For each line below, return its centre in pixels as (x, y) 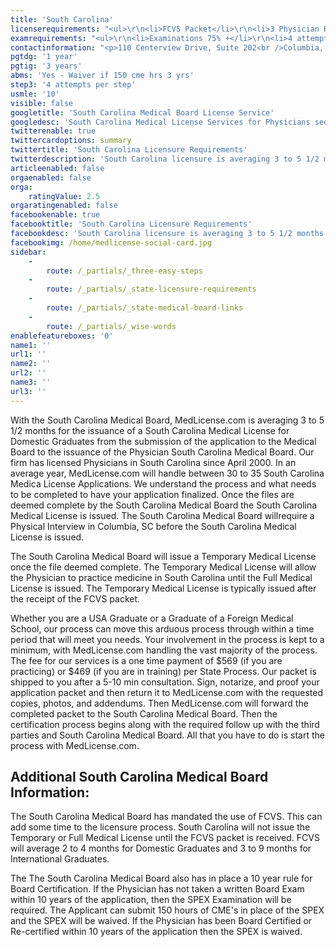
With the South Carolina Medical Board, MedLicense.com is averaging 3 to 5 (167, 420)
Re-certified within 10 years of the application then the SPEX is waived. (156, 932)
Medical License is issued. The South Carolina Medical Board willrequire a (162, 515)
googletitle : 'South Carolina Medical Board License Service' (142, 112)
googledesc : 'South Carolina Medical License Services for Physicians (160, 122)
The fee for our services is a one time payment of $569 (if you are (146, 660)
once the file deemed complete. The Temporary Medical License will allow (163, 567)
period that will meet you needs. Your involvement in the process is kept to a (167, 639)
